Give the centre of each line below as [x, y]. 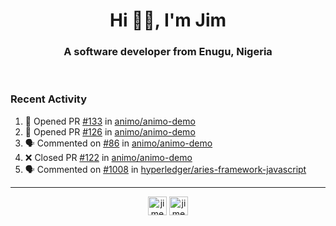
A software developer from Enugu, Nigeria [168, 52]
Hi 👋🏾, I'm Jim [168, 20]
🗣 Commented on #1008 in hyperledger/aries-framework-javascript [165, 169]
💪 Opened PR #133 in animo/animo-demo [110, 121]
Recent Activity [49, 99]
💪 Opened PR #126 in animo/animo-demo [110, 131]
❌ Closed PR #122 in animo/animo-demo [108, 157]
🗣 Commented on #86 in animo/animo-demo [118, 143]
